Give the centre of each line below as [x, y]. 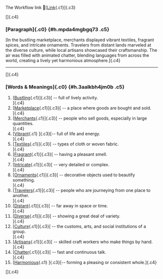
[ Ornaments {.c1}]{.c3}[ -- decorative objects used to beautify [74, 175]
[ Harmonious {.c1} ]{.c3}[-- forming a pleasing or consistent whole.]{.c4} [85, 262]
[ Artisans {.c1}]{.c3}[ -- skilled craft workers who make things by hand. [82, 242]
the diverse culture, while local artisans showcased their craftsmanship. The [81, 50]
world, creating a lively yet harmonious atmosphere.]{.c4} [63, 61]
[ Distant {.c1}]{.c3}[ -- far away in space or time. [60, 205]
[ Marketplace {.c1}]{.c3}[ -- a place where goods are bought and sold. [82, 108]
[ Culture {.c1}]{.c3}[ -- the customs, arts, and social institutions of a [79, 226]
